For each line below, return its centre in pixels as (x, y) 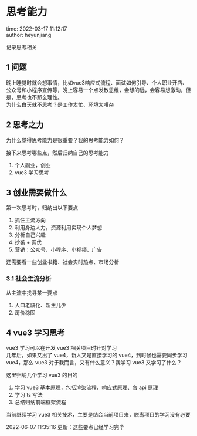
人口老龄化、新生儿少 (40, 305)
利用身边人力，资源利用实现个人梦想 (58, 228)
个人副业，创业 (33, 165)
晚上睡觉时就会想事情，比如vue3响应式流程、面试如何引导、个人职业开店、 (97, 82)
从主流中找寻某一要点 (32, 293)
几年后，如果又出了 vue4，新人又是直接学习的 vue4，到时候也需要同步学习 (97, 355)
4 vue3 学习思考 (35, 333)
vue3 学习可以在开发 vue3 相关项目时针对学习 (62, 348)
